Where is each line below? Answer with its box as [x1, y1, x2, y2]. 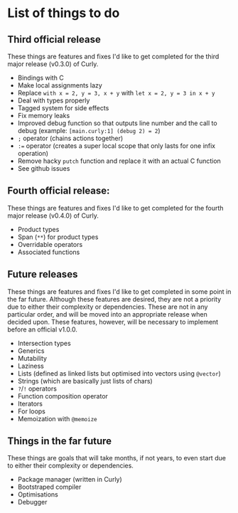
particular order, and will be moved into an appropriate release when [7, 310, 207, 318]
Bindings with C [17, 73, 64, 82]
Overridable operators [17, 240, 83, 248]
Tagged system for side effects [17, 104, 109, 112]
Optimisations [17, 490, 58, 499]
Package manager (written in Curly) [17, 475, 122, 484]
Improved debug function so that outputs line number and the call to [17, 119, 218, 127]
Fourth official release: [7, 185, 110, 197]
